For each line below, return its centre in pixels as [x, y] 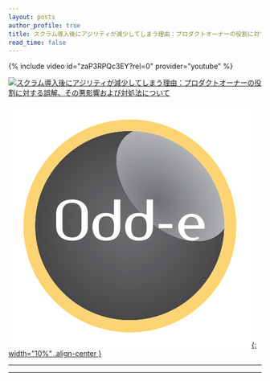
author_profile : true [45, 25]
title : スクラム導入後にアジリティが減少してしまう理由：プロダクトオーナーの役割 [128, 34]
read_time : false [37, 43]
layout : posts [32, 17]
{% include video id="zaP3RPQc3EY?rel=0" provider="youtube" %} [121, 66]
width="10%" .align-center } [55, 354]
